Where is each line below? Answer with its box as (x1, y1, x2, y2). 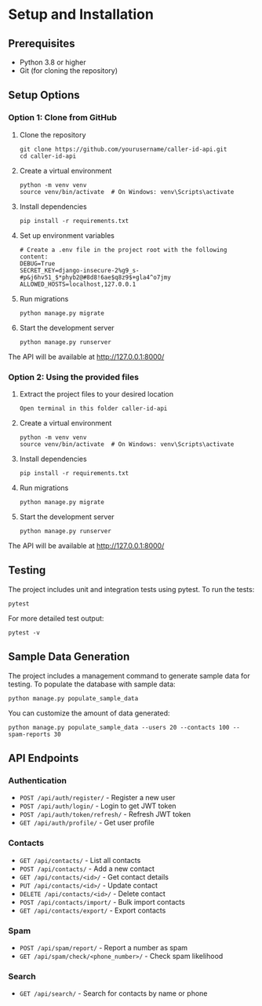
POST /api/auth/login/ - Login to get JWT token (19, 801, 176, 810)
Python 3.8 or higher (19, 57, 86, 67)
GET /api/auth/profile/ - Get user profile (19, 818, 155, 828)
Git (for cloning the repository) (19, 66, 118, 75)
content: (19, 253, 49, 261)
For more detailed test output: (8, 613, 104, 623)
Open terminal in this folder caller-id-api (19, 404, 168, 412)
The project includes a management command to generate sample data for (8, 671, 250, 680)
